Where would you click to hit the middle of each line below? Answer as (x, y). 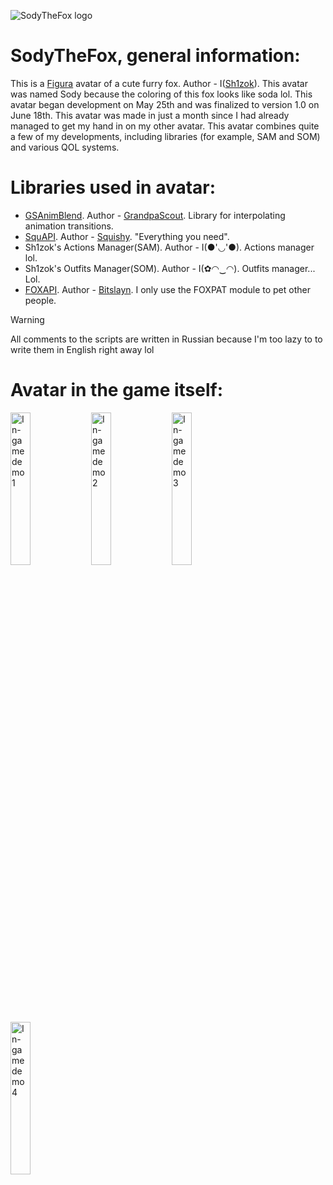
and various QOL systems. (65, 147)
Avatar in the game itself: (117, 390)
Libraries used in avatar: (113, 187)
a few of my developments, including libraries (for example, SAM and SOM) (165, 136)
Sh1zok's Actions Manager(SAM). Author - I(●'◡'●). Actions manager (169, 247)
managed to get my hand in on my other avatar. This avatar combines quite (165, 126)
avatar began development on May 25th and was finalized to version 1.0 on (165, 104)
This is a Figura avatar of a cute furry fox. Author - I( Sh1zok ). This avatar (159, 83)
